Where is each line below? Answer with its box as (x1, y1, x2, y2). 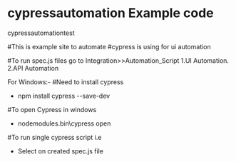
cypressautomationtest (7, 29, 75, 37)
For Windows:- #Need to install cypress (7, 77, 124, 86)
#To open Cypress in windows (7, 105, 97, 113)
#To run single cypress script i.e (7, 133, 102, 141)
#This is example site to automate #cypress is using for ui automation (7, 42, 212, 51)
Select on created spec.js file (17, 146, 103, 155)
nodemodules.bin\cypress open (17, 119, 111, 128)
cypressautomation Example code (7, 5, 214, 21)
